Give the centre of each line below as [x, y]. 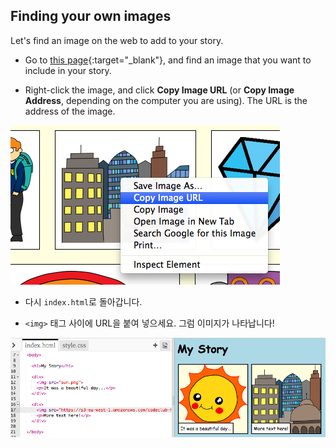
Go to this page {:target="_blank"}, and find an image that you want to [168, 60]
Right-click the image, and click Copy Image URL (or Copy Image [159, 90]
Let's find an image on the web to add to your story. [117, 40]
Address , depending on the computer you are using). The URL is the [166, 100]
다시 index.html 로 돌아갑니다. [83, 301]
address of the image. [70, 111]
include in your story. [68, 70]
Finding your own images [91, 16]
